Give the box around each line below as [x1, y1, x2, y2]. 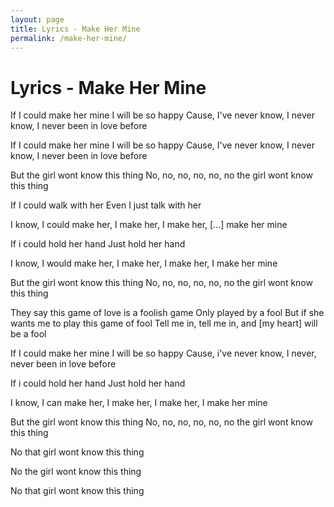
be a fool [10, 328, 47, 340]
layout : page [10, 14, 65, 25]
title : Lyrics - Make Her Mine [10, 24, 141, 34]
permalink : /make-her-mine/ [10, 33, 128, 43]
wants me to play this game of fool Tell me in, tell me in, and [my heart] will [10, 317, 318, 330]
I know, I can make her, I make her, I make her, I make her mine [10, 397, 268, 409]
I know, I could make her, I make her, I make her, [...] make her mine [10, 219, 288, 231]
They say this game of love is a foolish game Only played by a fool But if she [10, 307, 325, 319]
